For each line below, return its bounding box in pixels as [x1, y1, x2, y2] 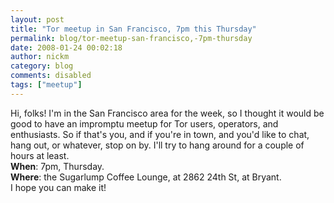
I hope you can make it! [10, 181, 107, 193]
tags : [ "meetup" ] [10, 80, 83, 90]
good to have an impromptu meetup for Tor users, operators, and [10, 117, 279, 130]
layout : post [10, 14, 65, 25]
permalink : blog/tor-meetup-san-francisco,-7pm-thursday [10, 33, 253, 43]
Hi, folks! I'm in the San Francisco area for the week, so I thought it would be [10, 107, 325, 119]
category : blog [10, 61, 74, 71]
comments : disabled [10, 71, 92, 81]
